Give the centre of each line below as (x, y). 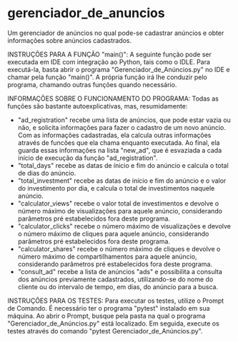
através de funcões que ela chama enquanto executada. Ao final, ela (119, 142)
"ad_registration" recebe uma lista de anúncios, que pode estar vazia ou (124, 120)
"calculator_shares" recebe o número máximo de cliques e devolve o (119, 248)
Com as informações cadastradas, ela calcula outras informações (114, 135)
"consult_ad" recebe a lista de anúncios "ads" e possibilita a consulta (120, 271)
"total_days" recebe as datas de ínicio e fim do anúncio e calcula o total (123, 165)
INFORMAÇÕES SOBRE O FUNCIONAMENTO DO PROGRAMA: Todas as (113, 99)
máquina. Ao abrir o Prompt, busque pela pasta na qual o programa (106, 316)
